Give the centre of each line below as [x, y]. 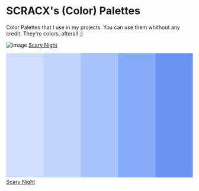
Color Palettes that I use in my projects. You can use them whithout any [93, 27]
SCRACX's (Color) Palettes [73, 11]
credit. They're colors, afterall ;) [45, 33]
